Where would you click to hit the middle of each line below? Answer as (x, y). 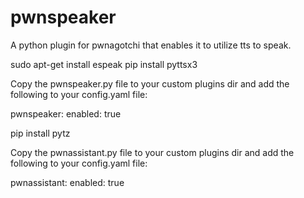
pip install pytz (40, 133)
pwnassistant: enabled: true (67, 182)
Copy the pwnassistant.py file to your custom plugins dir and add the (152, 152)
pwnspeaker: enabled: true (66, 113)
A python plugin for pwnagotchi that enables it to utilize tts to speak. (151, 45)
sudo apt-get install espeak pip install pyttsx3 (104, 64)
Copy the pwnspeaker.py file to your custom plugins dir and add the (150, 83)
